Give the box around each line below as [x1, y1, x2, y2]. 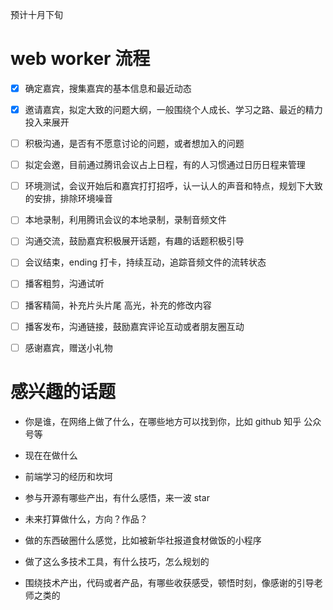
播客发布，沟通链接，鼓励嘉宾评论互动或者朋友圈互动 [24, 320, 245, 332]
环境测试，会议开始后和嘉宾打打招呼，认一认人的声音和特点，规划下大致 [24, 180, 323, 192]
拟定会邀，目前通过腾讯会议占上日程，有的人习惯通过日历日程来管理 [24, 159, 306, 171]
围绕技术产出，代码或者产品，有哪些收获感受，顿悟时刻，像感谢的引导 [24, 576, 315, 588]
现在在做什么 [24, 449, 78, 461]
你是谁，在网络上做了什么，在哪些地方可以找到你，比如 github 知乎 [24, 415, 302, 427]
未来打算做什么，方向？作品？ [24, 513, 148, 525]
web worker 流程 [10, 48, 151, 70]
